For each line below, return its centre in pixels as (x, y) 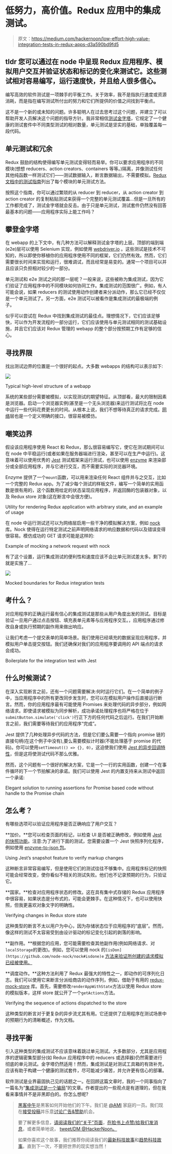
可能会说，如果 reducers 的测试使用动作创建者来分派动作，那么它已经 (79, 292)
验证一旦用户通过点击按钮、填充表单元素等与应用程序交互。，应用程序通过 (83, 620)
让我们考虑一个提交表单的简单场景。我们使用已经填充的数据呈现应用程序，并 (86, 637)
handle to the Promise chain (35, 793)
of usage (15, 512)
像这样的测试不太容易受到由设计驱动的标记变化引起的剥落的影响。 (75, 933)
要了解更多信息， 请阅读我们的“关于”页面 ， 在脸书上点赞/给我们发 (86, 1123)
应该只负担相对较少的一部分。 (41, 268)
